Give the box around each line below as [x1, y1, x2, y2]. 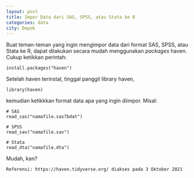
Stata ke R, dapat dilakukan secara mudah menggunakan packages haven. [6, 48, 187, 55]
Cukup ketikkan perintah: [6, 54, 67, 61]
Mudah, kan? [6, 155, 38, 162]
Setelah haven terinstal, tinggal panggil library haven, [6, 75, 135, 83]
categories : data [6, 19, 49, 25]
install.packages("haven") [6, 65, 72, 71]
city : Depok [6, 25, 35, 31]
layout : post [6, 8, 38, 15]
